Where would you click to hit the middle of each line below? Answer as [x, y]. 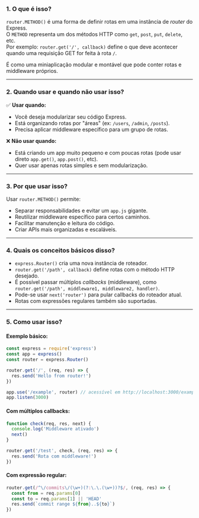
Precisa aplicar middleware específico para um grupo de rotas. [92, 129]
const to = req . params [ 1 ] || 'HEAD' [57, 499]
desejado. [27, 276]
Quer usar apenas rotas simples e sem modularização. [81, 165]
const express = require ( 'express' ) [51, 348]
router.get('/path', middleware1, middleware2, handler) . [87, 289]
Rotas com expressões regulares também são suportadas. [86, 301]
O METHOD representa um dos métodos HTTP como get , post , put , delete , [94, 34]
